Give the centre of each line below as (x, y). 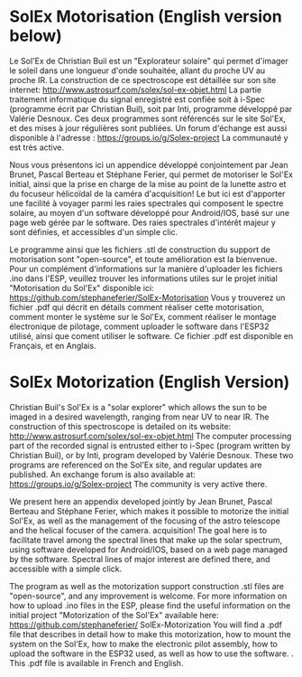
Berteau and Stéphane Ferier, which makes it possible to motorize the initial (149, 511)
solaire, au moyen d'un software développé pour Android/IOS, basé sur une (150, 212)
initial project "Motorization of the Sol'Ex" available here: (114, 615)
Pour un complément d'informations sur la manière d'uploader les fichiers (146, 268)
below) (36, 36)
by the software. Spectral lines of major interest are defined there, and (140, 559)
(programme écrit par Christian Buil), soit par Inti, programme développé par (151, 108)
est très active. (37, 147)
